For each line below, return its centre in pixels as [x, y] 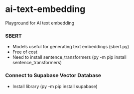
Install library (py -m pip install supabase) [55, 86]
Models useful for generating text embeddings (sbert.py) [71, 47]
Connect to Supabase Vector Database [53, 76]
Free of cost [25, 52]
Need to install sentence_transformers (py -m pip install [69, 57]
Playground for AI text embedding [40, 23]
